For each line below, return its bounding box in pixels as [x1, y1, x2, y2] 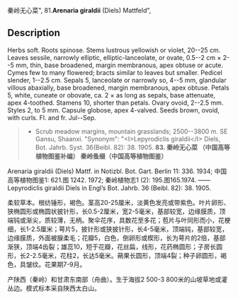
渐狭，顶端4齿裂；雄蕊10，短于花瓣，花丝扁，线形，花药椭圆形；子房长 [7, 242, 217, 251]
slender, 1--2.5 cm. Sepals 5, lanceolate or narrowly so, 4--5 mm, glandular [7, 76, 227, 84]
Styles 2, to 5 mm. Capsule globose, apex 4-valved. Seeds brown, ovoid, [7, 105, 220, 115]
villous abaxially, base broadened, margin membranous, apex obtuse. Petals [7, 83, 229, 92]
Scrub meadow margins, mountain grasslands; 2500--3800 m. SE [35, 127, 228, 136]
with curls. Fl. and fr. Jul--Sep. [7, 113, 97, 122]
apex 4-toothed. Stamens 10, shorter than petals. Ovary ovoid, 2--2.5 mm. [7, 98, 224, 107]
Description [7, 27, 60, 39]
